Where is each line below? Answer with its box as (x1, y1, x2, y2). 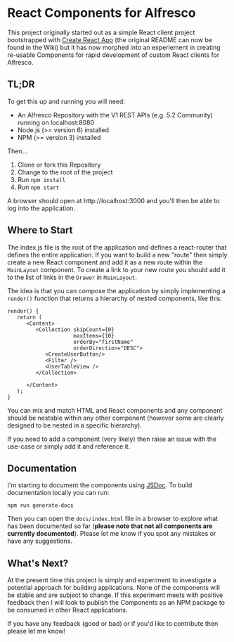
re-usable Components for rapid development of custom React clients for (7, 51, 220, 59)
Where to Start (7, 224, 73, 236)
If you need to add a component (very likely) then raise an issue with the (7, 435, 216, 443)
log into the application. (7, 204, 76, 212)
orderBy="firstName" (73, 338, 134, 345)
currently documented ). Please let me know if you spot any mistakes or (7, 529, 216, 538)
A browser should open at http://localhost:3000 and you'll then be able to (7, 196, 220, 205)
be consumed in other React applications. (7, 606, 128, 615)
